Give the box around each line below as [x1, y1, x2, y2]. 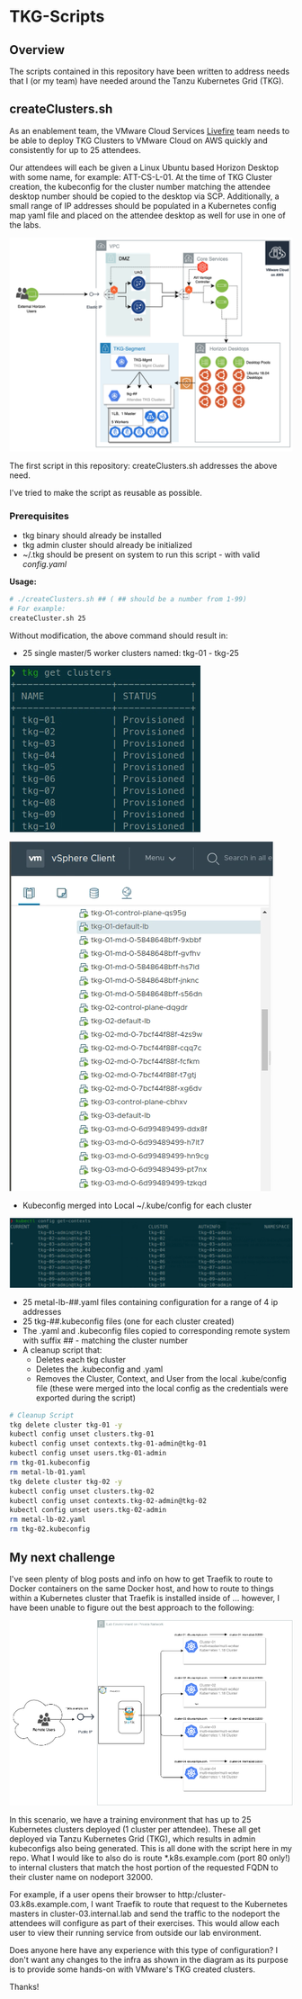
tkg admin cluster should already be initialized [22, 540, 193, 551]
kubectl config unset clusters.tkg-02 [9, 1487, 155, 1496]
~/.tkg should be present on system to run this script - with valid [22, 549, 261, 560]
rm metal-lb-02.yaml [9, 1515, 87, 1525]
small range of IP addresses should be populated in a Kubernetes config [9, 200, 277, 211]
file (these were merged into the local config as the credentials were [35, 1382, 289, 1393]
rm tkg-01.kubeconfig [9, 1458, 91, 1468]
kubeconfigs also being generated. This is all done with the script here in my [9, 1843, 292, 1854]
